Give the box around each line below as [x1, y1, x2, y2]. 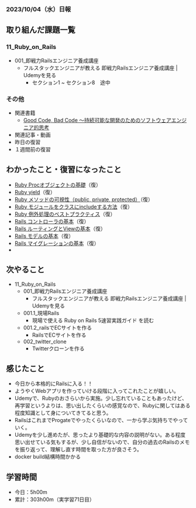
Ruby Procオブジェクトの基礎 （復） [14, 181, 101, 188]
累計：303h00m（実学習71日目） [14, 496, 95, 503]
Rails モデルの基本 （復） [14, 232, 74, 239]
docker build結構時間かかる [14, 453, 81, 460]
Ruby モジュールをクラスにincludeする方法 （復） [14, 203, 133, 210]
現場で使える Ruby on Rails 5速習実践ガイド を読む [32, 317, 154, 324]
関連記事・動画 [14, 131, 51, 138]
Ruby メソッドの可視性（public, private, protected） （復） [14, 196, 153, 203]
